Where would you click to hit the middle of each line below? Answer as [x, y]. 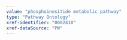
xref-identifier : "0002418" [41, 22]
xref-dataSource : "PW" [34, 28]
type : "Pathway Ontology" [38, 17]
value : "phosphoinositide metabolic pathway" [64, 11]
